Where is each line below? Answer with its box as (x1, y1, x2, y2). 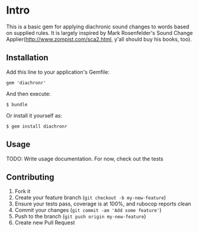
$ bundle (6, 102, 28, 107)
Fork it (14, 188, 31, 195)
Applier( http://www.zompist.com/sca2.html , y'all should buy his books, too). (6, 35, 192, 43)
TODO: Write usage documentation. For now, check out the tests (6, 155, 164, 162)
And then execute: (6, 90, 51, 97)
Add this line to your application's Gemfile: (6, 68, 110, 76)
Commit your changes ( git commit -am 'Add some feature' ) (14, 207, 162, 214)
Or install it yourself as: (6, 112, 62, 119)
